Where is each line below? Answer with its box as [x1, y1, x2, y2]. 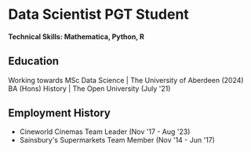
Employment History [8, 106, 111, 119]
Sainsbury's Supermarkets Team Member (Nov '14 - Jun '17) [19, 136, 216, 145]
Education [8, 55, 60, 68]
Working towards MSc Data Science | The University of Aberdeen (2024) [8, 75, 245, 85]
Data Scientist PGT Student [8, 5, 190, 24]
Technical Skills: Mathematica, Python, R [8, 31, 145, 41]
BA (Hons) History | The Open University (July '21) [8, 84, 171, 93]
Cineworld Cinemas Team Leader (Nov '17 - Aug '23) [19, 127, 191, 136]
